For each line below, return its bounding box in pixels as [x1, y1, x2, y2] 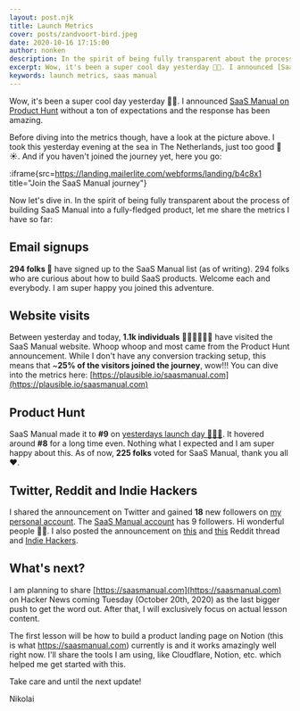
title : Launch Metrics [9, 21, 94, 30]
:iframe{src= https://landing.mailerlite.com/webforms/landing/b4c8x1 [9, 168, 262, 178]
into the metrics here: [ [9, 369, 94, 380]
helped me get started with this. [9, 658, 127, 669]
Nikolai [9, 693, 35, 704]
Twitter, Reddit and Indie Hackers [9, 483, 198, 498]
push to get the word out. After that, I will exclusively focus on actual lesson [9, 603, 287, 614]
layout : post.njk [9, 12, 74, 22]
